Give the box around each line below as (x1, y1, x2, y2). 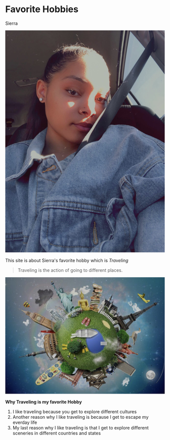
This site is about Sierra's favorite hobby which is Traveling (5, 258, 129, 264)
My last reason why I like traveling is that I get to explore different (12, 425, 149, 431)
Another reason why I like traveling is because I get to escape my (12, 414, 149, 420)
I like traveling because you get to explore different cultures (12, 409, 137, 415)
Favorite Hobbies (5, 4, 78, 15)
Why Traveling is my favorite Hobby (5, 399, 82, 405)
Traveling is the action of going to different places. (17, 267, 123, 273)
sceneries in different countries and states (12, 430, 101, 436)
